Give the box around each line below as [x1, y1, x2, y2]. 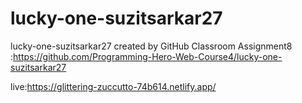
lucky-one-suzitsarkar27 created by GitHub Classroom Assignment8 [10, 40, 293, 52]
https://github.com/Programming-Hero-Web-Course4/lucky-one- [13, 50, 283, 62]
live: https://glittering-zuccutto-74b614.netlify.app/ [10, 80, 217, 92]
